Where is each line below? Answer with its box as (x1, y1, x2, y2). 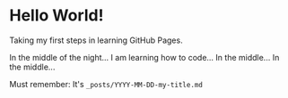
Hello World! (9, 5, 104, 26)
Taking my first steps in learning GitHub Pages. (9, 35, 183, 45)
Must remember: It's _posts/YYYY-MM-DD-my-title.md (9, 78, 204, 89)
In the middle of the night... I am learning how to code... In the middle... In (9, 52, 280, 62)
